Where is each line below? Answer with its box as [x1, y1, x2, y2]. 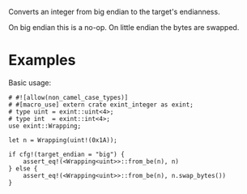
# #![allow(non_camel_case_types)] [8, 93, 129, 101]
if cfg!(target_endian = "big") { [8, 150, 126, 158]
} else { [8, 164, 38, 173]
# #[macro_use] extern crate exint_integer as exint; [8, 101, 194, 109]
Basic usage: [8, 77, 52, 88]
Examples [8, 51, 76, 70]
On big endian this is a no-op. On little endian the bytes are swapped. [8, 23, 240, 32]
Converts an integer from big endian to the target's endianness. [8, 7, 220, 16]
